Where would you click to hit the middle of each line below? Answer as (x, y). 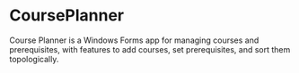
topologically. (34, 59)
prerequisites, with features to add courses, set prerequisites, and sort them (150, 49)
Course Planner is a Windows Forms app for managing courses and (134, 40)
